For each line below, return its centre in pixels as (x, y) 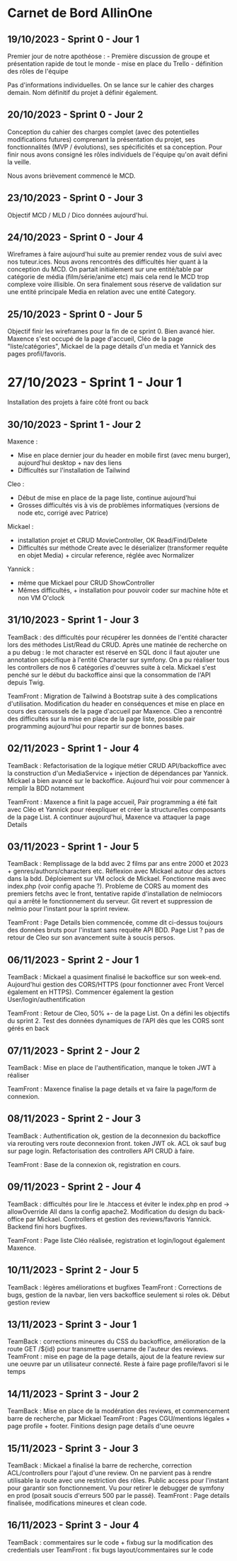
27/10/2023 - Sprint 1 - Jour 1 (95, 382)
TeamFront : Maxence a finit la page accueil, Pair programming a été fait (112, 801)
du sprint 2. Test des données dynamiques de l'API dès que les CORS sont (116, 1021)
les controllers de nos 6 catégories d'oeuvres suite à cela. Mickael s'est (112, 667)
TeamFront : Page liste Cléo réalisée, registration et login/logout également (116, 1240)
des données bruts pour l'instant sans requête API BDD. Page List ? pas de (116, 930)
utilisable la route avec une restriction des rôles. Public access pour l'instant (118, 1480)
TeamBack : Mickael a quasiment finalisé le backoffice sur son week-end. (114, 977)
